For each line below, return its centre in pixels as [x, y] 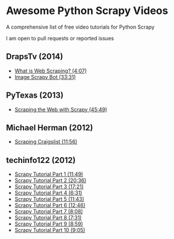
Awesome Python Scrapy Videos [87, 11]
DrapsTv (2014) [34, 57]
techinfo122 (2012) [41, 160]
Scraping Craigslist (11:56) [46, 142]
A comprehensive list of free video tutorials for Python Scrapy [80, 27]
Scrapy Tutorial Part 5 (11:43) [49, 199]
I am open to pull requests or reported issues [60, 38]
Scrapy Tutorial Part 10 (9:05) [50, 230]
